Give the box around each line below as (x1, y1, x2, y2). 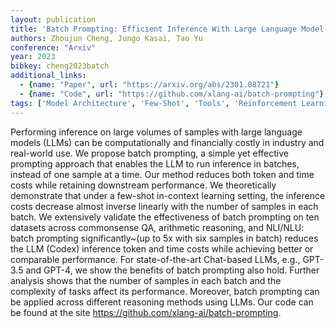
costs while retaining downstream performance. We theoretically (10, 179, 277, 191)
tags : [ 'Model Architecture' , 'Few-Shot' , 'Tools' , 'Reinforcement (10, 98, 298, 108)
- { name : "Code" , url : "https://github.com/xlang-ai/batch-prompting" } (19, 89, 325, 99)
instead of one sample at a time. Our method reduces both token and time (10, 168, 315, 180)
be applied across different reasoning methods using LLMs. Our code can (10, 296, 314, 308)
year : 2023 (10, 52, 56, 62)
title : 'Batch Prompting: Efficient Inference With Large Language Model (10, 24, 325, 34)
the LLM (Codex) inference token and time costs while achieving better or (10, 242, 314, 255)
